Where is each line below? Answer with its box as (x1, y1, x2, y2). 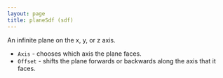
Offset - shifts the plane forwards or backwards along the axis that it (17, 56, 216, 65)
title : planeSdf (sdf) (7, 17, 74, 24)
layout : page (7, 10, 46, 17)
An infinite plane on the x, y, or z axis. (7, 36, 116, 44)
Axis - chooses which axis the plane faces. (17, 49, 142, 58)
